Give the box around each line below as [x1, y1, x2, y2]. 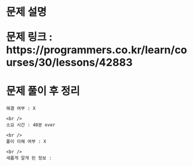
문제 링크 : [6, 31, 53, 44]
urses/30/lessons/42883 [6, 56, 133, 69]
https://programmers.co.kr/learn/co [6, 44, 187, 57]
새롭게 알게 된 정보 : [6, 155, 52, 161]
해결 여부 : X [6, 105, 36, 112]
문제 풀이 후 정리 [6, 85, 81, 98]
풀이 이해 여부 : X [6, 139, 46, 145]
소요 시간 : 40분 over [6, 122, 56, 128]
